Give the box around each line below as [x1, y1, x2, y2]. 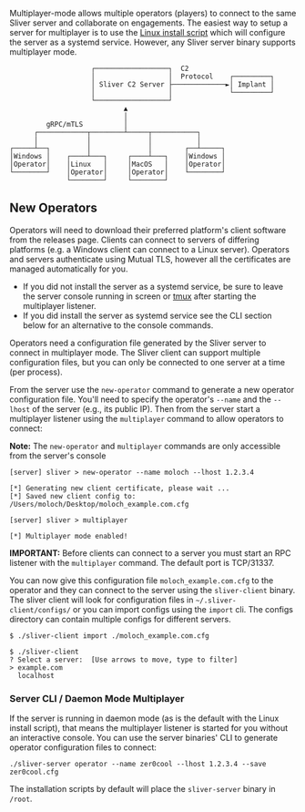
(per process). [9, 366, 64, 377]
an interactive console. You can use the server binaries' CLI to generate [9, 733, 279, 744]
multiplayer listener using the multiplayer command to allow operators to [9, 413, 284, 424]
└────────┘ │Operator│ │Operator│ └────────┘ [9, 168, 226, 177]
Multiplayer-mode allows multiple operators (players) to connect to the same [9, 8, 297, 18]
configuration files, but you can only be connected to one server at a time [9, 356, 286, 367]
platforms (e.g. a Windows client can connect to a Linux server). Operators [9, 243, 290, 254]
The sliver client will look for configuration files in [9, 594, 194, 605]
